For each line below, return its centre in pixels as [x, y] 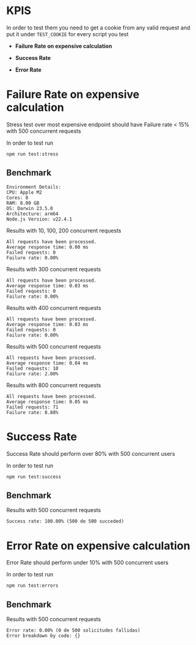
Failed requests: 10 [33, 368]
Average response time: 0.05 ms [47, 402]
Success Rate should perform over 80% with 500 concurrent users [91, 453]
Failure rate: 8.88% [33, 412]
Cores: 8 [17, 198]
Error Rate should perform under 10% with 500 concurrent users [88, 563]
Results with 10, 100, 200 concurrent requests [64, 230]
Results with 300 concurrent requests [54, 269]
